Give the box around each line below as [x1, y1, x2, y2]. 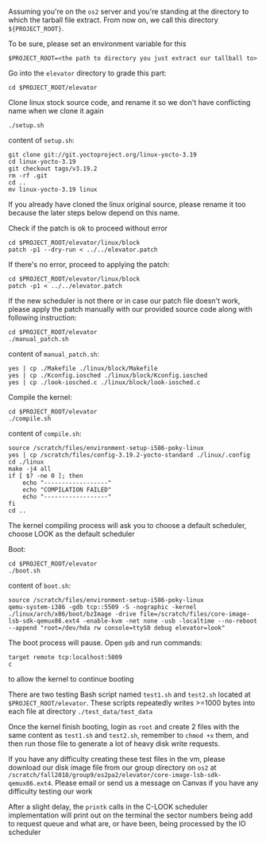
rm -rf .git [8, 172, 48, 180]
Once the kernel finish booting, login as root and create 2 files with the [8, 722, 240, 731]
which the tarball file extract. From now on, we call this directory [8, 15, 218, 25]
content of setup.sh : [8, 135, 75, 145]
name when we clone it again [8, 107, 104, 115]
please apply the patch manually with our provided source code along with [8, 305, 253, 313]
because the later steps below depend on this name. [8, 208, 180, 217]
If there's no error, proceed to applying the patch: [8, 260, 170, 269]
